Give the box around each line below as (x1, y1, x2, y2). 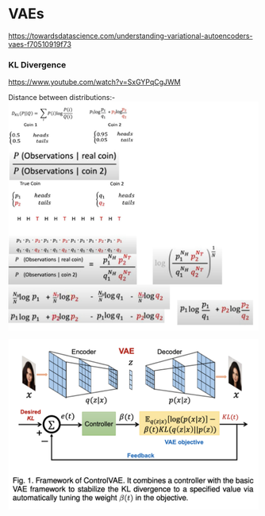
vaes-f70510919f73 (8, 39, 71, 48)
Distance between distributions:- (8, 93, 116, 102)
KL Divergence (8, 59, 67, 70)
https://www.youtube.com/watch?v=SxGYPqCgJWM (8, 77, 181, 87)
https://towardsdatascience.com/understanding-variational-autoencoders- (8, 31, 253, 40)
